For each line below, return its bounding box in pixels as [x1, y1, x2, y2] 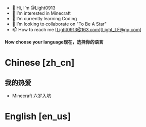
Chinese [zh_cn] [5, 57, 75, 68]
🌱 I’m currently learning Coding [12, 16, 77, 21]
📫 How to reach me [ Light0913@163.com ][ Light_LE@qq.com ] [12, 27, 142, 32]
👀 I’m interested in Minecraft [12, 10, 71, 16]
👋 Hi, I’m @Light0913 [12, 5, 56, 11]
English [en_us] [5, 111, 71, 122]
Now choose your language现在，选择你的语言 [5, 39, 104, 45]
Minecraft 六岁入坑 [12, 93, 52, 99]
